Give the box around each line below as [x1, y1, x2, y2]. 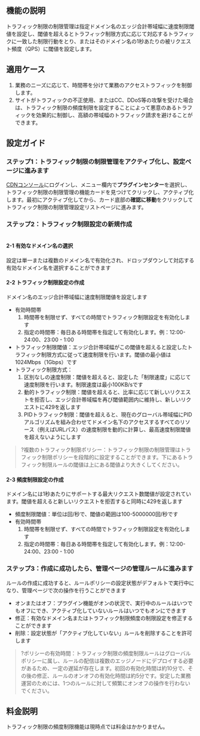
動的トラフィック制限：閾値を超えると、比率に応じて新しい [23, 389, 170, 396]
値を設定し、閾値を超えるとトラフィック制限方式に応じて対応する [6, 30, 168, 37]
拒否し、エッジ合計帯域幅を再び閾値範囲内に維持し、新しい [34, 396, 181, 403]
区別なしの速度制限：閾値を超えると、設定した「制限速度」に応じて [23, 374, 191, 381]
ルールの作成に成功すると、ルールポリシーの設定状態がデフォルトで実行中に [6, 579, 195, 586]
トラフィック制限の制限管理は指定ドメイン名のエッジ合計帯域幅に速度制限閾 [6, 23, 195, 30]
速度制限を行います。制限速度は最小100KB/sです [23, 381, 143, 388]
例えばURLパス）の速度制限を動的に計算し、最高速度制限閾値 [39, 426, 191, 433]
